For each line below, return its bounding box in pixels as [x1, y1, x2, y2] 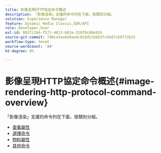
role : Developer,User [5, 26, 50, 31]
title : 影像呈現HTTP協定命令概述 [5, 7, 66, 12]
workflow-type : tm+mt [5, 39, 50, 44]
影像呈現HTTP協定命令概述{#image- [5, 76, 155, 87]
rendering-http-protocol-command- [5, 86, 157, 98]
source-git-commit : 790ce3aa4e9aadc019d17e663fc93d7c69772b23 [5, 35, 135, 40]
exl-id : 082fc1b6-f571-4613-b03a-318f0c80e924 [5, 30, 102, 35]
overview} [5, 97, 48, 108]
